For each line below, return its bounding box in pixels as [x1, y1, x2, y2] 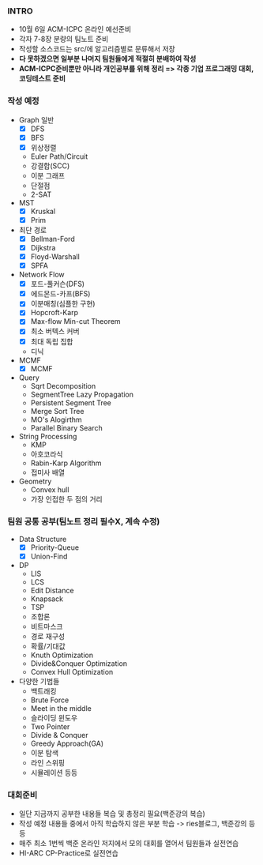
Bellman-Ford [30, 234, 76, 243]
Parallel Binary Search [30, 423, 103, 432]
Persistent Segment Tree [30, 397, 112, 408]
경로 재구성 [30, 632, 65, 641]
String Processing [18, 431, 77, 441]
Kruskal [30, 206, 56, 216]
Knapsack [30, 594, 64, 604]
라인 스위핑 [30, 758, 65, 768]
